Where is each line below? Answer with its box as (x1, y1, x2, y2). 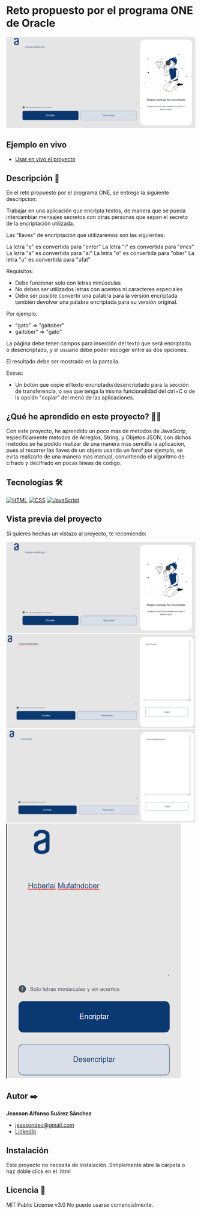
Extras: (6, 369, 24, 377)
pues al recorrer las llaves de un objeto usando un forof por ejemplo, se (6, 446, 183, 454)
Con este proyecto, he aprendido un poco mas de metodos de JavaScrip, (6, 428, 188, 435)
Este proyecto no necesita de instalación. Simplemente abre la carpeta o (6, 1162, 185, 1168)
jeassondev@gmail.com (14, 1121, 74, 1129)
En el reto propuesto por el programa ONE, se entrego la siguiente (6, 189, 170, 196)
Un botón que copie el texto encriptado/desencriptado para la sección (14, 381, 189, 389)
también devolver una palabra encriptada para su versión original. (14, 298, 178, 306)
